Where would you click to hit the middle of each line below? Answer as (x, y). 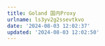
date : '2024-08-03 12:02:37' (49, 26)
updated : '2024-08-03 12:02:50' (53, 32)
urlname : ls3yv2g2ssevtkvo (46, 20)
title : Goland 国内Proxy (42, 13)
